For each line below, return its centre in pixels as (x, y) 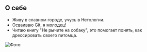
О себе (16, 8)
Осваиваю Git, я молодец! (39, 25)
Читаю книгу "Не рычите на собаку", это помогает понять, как (77, 30)
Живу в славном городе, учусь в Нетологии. (58, 19)
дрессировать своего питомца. (45, 35)
